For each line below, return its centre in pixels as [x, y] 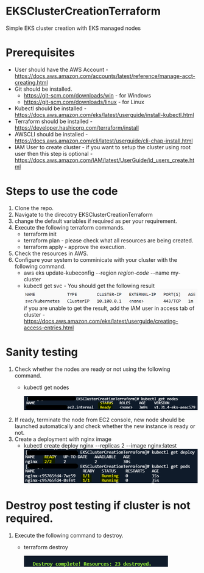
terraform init [40, 234]
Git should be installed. [43, 89]
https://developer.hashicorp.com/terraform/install [77, 128]
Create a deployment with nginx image [63, 439]
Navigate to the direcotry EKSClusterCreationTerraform [83, 214]
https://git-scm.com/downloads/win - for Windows [87, 95]
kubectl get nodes [46, 387]
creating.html [31, 82]
